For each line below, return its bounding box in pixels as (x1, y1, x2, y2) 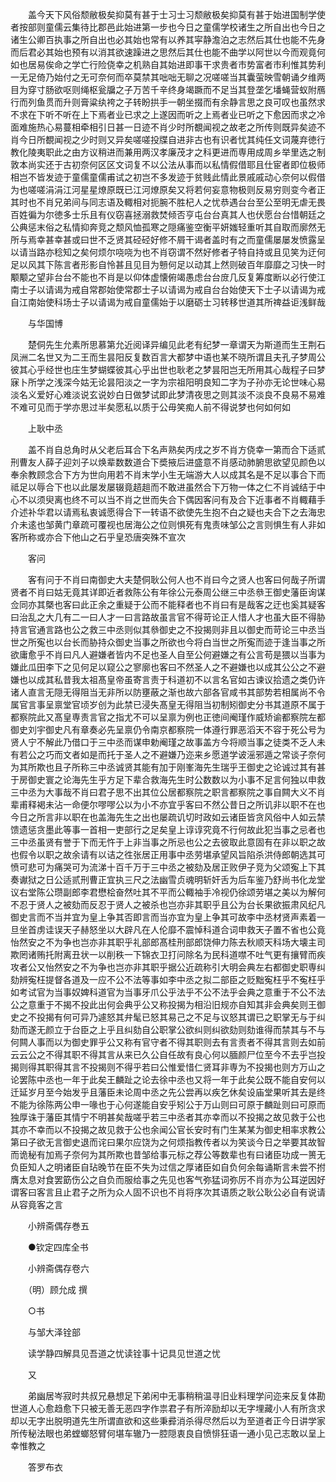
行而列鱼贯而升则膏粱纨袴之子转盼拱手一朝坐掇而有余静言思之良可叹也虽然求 (10, 96, 326, 108)
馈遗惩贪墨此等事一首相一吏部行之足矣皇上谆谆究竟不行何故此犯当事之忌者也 (10, 824, 326, 835)
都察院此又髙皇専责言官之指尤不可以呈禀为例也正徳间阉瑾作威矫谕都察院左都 (10, 711, 326, 723)
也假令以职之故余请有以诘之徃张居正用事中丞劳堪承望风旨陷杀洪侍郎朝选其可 (10, 849, 326, 860)
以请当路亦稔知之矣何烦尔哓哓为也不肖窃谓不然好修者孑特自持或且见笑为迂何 (10, 246, 326, 258)
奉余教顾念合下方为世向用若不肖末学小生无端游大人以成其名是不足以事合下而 (10, 469, 326, 480)
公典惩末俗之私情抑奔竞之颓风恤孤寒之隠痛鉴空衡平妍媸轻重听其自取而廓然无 (10, 221, 326, 233)
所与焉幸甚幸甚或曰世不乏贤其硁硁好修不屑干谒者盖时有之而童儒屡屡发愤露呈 (10, 234, 326, 245)
